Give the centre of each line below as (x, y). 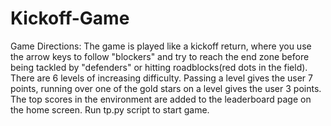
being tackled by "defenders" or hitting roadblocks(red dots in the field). (159, 67)
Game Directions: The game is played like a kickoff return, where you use (161, 46)
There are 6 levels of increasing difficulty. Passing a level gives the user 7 (161, 78)
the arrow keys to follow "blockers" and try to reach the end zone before (160, 56)
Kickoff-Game (70, 18)
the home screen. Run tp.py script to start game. (110, 109)
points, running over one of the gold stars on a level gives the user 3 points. (166, 88)
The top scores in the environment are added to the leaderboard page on (161, 99)
